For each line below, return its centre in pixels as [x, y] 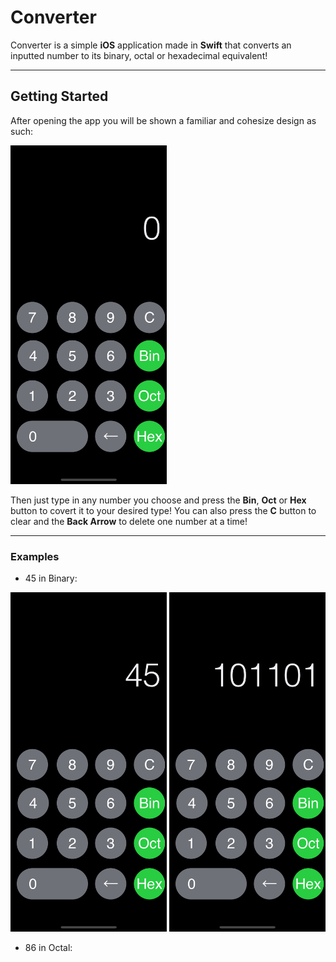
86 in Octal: [48, 947]
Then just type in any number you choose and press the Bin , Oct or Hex [158, 500]
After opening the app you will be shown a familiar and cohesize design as [163, 120]
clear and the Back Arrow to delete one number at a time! [129, 522]
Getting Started [59, 96]
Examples [35, 557]
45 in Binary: [51, 578]
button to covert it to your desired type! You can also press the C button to [163, 511]
